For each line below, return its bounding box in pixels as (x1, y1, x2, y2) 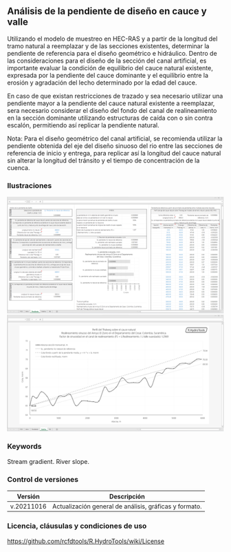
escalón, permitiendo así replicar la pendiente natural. (7, 120, 159, 129)
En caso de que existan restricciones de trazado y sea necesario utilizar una (7, 92, 223, 100)
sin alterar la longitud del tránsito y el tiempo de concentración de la (7, 156, 200, 164)
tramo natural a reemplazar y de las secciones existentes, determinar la (7, 41, 210, 50)
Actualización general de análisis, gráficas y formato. (52, 502, 202, 510)
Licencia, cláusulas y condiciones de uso (7, 521, 147, 531)
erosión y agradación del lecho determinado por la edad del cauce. (7, 78, 197, 87)
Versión (16, 492, 40, 500)
